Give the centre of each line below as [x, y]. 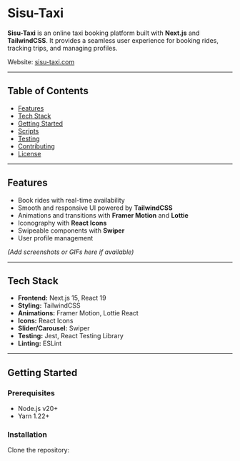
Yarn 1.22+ [34, 416]
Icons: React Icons [45, 321]
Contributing [36, 146]
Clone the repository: [39, 450]
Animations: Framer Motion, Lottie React [78, 313]
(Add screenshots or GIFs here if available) [71, 252]
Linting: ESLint [40, 343]
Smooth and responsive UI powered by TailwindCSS [95, 208]
